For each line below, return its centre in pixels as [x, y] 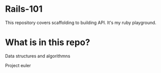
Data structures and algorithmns [38, 56]
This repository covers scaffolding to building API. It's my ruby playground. [81, 23]
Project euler [18, 65]
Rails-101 [24, 9]
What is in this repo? [48, 42]
